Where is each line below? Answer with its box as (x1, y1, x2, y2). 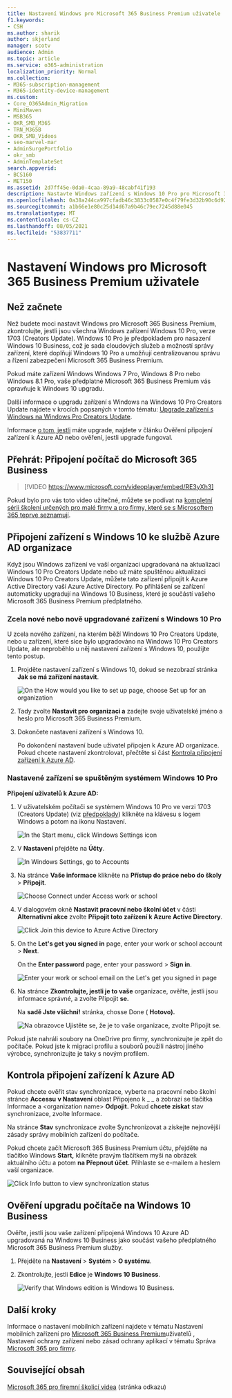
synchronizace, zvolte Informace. (7, 1110, 102, 1118)
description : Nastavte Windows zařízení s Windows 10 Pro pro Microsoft (7, 191, 221, 197)
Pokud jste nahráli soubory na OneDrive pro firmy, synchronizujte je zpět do (7, 1034, 223, 1043)
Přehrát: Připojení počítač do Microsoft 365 (7, 453, 197, 465)
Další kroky (7, 1304, 57, 1316)
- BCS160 (7, 171, 32, 178)
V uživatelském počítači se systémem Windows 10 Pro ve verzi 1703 (17, 802, 211, 811)
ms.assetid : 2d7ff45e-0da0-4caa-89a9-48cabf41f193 (7, 184, 156, 191)
